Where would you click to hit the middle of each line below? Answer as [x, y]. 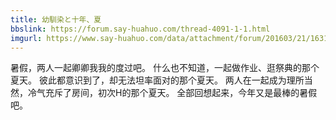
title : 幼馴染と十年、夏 [56, 19]
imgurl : [26, 38]
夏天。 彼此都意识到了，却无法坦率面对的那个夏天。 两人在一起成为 [148, 80]
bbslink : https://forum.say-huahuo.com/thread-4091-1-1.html [140, 29]
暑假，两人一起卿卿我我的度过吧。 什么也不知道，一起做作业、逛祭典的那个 [165, 68]
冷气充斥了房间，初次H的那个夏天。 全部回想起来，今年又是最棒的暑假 [172, 93]
